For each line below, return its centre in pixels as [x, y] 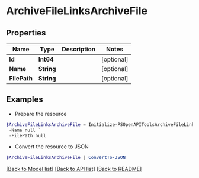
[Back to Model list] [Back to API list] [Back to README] [74, 169]
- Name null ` [25, 130]
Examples [25, 100]
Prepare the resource [41, 114]
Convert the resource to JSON [52, 147]
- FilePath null [27, 135]
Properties [26, 33]
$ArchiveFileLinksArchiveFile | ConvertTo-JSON [66, 158]
